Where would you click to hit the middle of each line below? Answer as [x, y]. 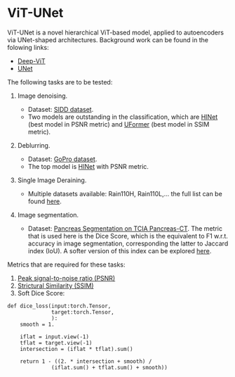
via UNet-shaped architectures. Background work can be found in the [108, 39]
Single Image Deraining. [52, 180]
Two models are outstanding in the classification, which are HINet [123, 117]
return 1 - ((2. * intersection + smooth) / [86, 361]
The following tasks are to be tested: [60, 82]
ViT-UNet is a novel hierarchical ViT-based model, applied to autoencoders [116, 32]
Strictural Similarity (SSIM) [55, 286]
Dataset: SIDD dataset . [61, 109]
